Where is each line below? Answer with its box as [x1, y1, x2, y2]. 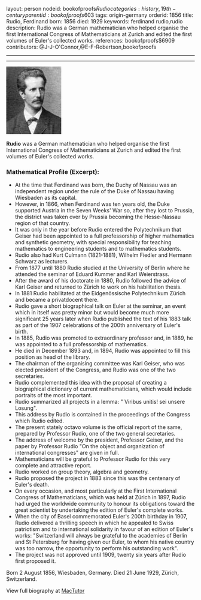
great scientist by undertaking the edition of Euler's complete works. [14, 506, 184, 514]
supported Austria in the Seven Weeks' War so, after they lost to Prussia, [14, 207, 194, 214]
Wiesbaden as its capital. [14, 194, 77, 202]
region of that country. [14, 220, 71, 227]
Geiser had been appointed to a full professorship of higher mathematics [14, 232, 194, 239]
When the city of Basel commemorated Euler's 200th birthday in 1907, [14, 513, 187, 520]
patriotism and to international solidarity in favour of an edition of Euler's [14, 526, 193, 533]
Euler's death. [14, 481, 50, 488]
